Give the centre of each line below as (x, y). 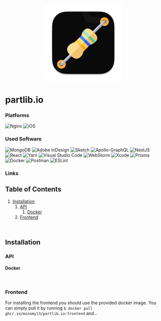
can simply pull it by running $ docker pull (49, 308)
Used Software (24, 139)
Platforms (17, 116)
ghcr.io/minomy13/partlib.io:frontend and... (52, 314)
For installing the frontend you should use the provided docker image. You (81, 303)
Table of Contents (33, 189)
